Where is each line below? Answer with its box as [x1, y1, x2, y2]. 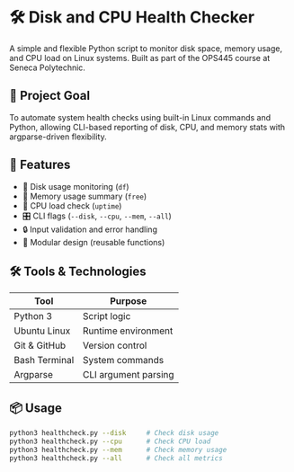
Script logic [82, 310, 131, 323]
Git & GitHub [13, 339, 67, 352]
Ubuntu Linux [13, 325, 71, 337]
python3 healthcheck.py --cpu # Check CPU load [9, 437, 211, 446]
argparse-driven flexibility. [9, 131, 107, 142]
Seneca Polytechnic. [9, 62, 85, 73]
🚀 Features [9, 157, 71, 173]
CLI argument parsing [82, 369, 174, 381]
